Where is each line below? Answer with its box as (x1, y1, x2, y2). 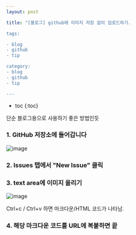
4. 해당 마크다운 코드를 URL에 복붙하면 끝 (6, 221, 118, 230)
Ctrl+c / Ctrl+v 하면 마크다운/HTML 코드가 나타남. (6, 205, 125, 212)
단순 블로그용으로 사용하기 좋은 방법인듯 (6, 114, 99, 121)
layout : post (6, 8, 39, 15)
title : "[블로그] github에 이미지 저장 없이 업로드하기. (6, 19, 131, 26)
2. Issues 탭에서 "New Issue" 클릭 (6, 160, 104, 169)
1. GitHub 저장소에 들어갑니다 (6, 130, 87, 139)
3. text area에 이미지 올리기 (6, 179, 83, 187)
